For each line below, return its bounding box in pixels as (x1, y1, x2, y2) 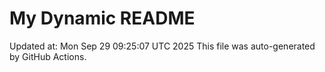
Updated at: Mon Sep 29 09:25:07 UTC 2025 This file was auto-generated (9, 40, 316, 52)
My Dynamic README (9, 7, 196, 30)
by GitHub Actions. (9, 50, 87, 62)
